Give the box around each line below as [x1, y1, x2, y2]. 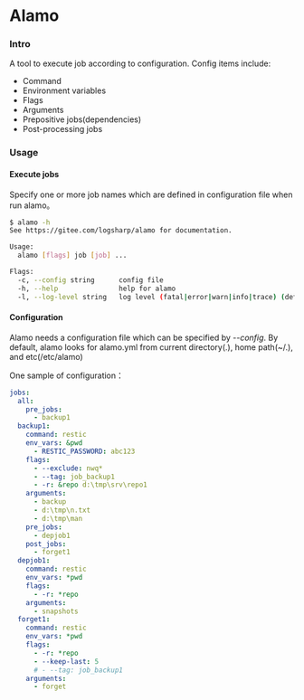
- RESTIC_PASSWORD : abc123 [33, 447, 136, 456]
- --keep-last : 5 [33, 657, 100, 666]
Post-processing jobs [22, 124, 103, 135]
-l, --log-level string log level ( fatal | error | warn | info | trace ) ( [17, 292, 285, 301]
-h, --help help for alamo [17, 284, 176, 293]
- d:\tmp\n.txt [33, 506, 91, 516]
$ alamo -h [9, 218, 51, 227]
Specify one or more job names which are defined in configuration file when [9, 189, 293, 200]
